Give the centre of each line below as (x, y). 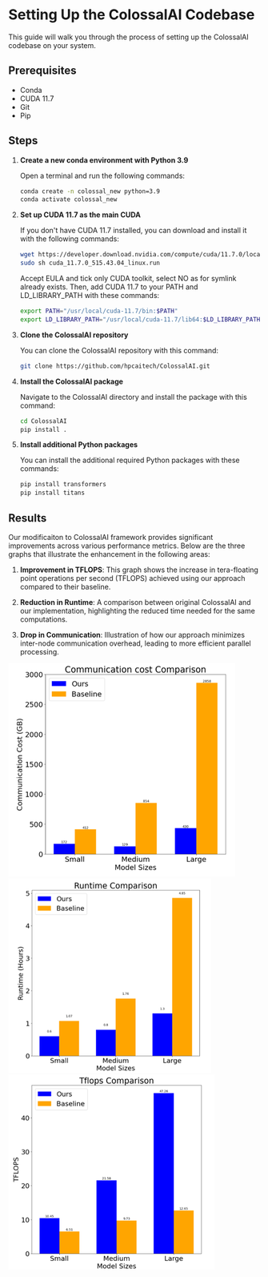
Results (28, 518)
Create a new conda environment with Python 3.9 (104, 160)
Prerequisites (42, 71)
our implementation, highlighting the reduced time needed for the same (138, 611)
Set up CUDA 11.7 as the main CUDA (80, 215)
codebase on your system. (52, 45)
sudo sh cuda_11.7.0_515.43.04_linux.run (90, 263)
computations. (44, 619)
